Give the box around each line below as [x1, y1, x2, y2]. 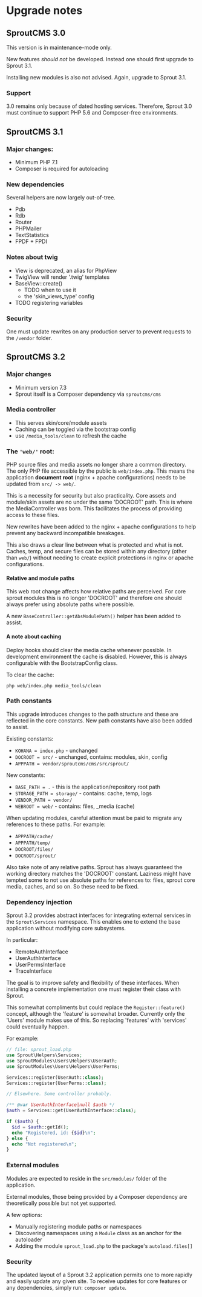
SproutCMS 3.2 [6, 352, 65, 362]
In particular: [6, 936, 38, 944]
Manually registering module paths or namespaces [15, 1222, 142, 1230]
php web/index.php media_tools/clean [6, 682, 102, 689]
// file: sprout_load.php [6, 1047, 71, 1053]
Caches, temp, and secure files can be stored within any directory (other [6, 548, 187, 555]
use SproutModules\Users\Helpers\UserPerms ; [6, 1063, 120, 1070]
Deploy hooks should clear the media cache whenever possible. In [6, 646, 172, 653]
